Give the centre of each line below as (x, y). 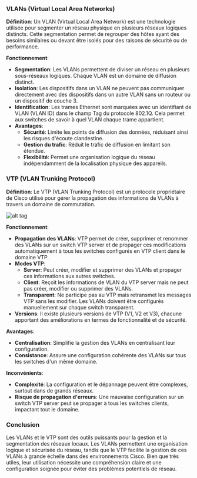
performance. (23, 47)
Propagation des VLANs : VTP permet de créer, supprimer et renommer (101, 238)
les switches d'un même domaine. (56, 361)
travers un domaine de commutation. (51, 204)
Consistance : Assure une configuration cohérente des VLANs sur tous (100, 355)
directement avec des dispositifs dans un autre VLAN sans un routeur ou (103, 95)
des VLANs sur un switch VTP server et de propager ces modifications (100, 245)
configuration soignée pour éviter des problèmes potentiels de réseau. (91, 469)
